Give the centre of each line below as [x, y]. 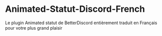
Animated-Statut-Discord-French [75, 9]
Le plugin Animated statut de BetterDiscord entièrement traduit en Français [81, 23]
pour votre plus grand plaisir [34, 28]
